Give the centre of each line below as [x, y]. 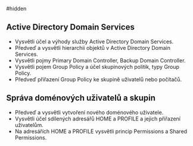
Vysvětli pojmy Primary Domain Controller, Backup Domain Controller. [100, 60]
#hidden [16, 9]
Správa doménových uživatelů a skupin [81, 98]
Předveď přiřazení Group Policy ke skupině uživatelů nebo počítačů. [98, 79]
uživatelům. [29, 125]
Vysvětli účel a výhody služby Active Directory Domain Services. [94, 42]
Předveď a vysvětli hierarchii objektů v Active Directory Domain [93, 47]
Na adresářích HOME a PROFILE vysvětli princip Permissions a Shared [101, 131]
